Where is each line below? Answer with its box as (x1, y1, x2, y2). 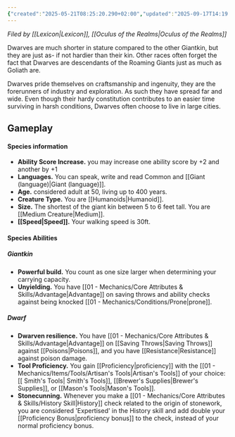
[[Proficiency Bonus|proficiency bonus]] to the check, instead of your (17, 414, 220, 422)
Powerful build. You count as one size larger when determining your (17, 267, 217, 276)
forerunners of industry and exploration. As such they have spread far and (7, 87, 223, 95)
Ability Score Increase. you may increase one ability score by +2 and (17, 158, 220, 166)
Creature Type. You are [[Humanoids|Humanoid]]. (17, 195, 164, 204)
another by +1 (17, 165, 58, 173)
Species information (7, 142, 68, 150)
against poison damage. (17, 354, 88, 362)
